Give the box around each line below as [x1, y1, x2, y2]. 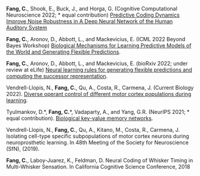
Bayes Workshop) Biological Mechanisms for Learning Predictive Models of [6, 42, 192, 49]
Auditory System [6, 24, 48, 31]
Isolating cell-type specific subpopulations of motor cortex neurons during [6, 132, 189, 140]
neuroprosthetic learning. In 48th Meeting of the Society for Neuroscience [6, 139, 189, 146]
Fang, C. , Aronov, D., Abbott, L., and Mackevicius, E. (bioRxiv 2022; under [6, 60, 188, 67]
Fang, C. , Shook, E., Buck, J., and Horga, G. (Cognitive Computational [6, 5, 178, 12]
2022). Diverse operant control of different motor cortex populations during [6, 91, 192, 97]
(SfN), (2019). [6, 146, 40, 152]
